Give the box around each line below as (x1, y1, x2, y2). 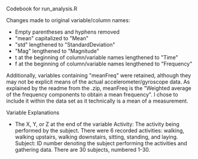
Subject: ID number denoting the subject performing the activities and (14, 140, 187, 146)
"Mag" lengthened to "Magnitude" (14, 47, 100, 55)
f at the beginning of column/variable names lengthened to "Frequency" (14, 60, 193, 67)
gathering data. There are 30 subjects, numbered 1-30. (14, 146, 151, 153)
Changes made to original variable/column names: (6, 17, 130, 23)
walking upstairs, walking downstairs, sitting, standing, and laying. (14, 133, 178, 140)
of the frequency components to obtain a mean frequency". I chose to (6, 91, 178, 98)
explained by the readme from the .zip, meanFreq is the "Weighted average (6, 85, 191, 92)
